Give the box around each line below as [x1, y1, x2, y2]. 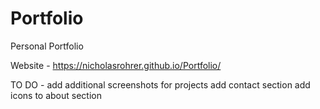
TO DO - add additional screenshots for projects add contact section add [10, 78, 311, 91]
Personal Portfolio [10, 40, 84, 52]
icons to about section [10, 89, 102, 101]
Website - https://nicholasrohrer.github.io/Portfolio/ [10, 59, 222, 71]
